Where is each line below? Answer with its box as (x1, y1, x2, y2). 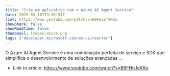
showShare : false (5, 21, 42, 27)
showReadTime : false (5, 26, 50, 31)
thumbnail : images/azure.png (5, 31, 67, 36)
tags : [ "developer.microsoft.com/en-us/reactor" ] (5, 36, 113, 41)
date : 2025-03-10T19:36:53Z (5, 12, 65, 17)
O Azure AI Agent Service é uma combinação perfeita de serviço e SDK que (5, 49, 165, 56)
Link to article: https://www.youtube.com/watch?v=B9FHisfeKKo (12, 64, 149, 71)
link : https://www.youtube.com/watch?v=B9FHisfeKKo (5, 17, 117, 22)
